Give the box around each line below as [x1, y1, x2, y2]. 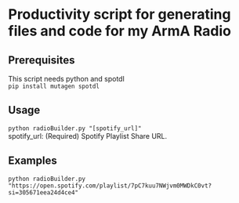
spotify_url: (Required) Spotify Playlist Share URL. [8, 131, 168, 140]
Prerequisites [8, 53, 75, 67]
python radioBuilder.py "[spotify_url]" [8, 124, 143, 132]
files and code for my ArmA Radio [8, 22, 231, 40]
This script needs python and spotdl [8, 74, 125, 83]
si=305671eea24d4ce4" [8, 188, 79, 197]
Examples [8, 154, 57, 168]
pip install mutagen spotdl [8, 82, 100, 90]
